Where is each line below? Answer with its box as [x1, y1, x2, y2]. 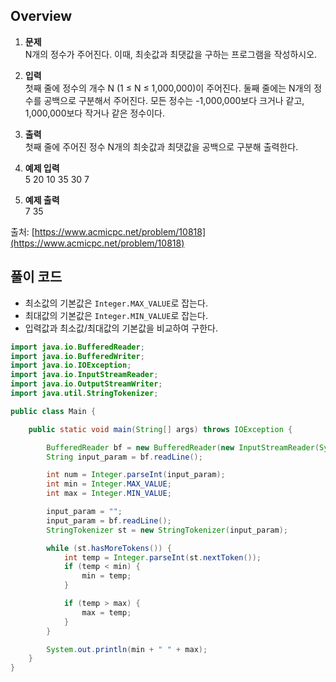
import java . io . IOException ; [10, 360, 132, 371]
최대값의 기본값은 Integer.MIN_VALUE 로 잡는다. [24, 309, 208, 321]
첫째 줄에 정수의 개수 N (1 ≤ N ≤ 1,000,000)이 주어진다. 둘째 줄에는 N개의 [24, 82, 312, 94]
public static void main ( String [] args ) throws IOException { [28, 424, 293, 434]
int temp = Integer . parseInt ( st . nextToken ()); [63, 552, 262, 563]
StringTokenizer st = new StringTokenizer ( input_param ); [46, 525, 288, 535]
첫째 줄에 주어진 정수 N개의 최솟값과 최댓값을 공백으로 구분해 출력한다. [24, 140, 299, 153]
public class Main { [10, 406, 97, 416]
